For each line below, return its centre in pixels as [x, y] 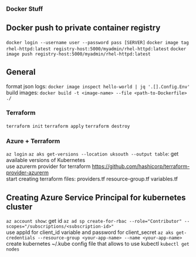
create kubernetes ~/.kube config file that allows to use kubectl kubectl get [98, 243]
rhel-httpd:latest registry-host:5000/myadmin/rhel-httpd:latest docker [96, 49]
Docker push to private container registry [83, 28]
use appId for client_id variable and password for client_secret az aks [90, 232]
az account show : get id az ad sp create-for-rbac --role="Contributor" [94, 220]
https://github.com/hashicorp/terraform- [141, 166]
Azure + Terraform [33, 141]
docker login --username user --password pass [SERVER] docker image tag [97, 42]
